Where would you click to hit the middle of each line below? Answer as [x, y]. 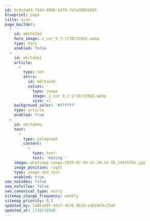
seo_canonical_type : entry [34, 191]
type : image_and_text [37, 172]
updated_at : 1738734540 [30, 210]
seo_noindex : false [26, 182]
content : [33, 144]
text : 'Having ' [50, 158]
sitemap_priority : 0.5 [29, 200]
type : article [29, 110]
